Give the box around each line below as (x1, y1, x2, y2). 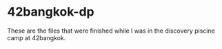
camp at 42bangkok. (7, 33, 66, 42)
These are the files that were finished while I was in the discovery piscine (7, 27, 215, 35)
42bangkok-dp (7, 4, 94, 20)
